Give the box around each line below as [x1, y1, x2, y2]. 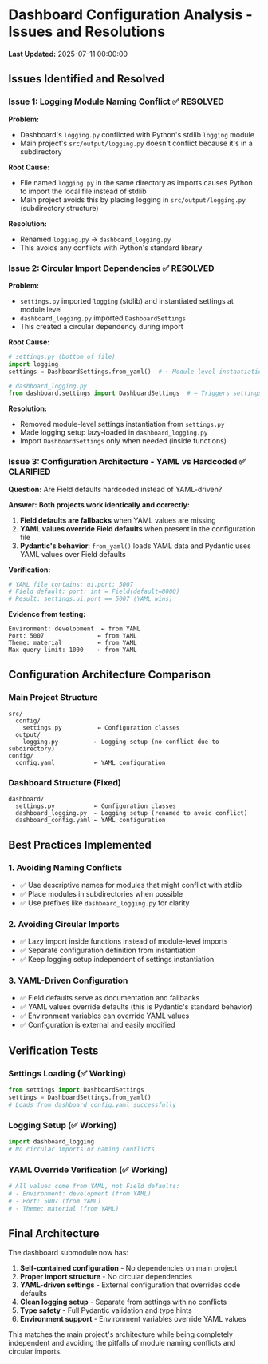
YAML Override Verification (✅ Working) [8, 1164, 168, 1175]
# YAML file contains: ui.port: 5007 [8, 580, 134, 588]
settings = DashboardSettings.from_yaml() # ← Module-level [8, 368, 216, 376]
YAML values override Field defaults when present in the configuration [19, 523, 256, 533]
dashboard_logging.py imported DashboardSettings [19, 313, 186, 323]
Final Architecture [8, 1227, 100, 1240]
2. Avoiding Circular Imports [8, 918, 120, 929]
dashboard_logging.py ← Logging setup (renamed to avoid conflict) [15, 809, 248, 817]
